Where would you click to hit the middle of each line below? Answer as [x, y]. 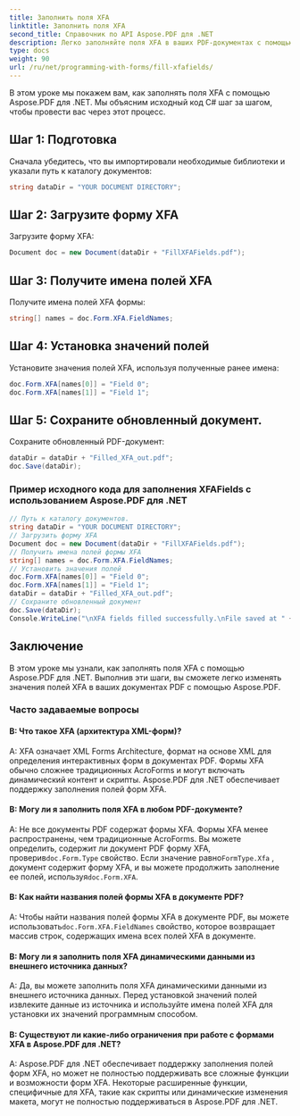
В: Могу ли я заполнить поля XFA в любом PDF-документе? [126, 810]
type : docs [29, 51]
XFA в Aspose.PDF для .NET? [65, 1044]
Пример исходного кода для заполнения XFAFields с [130, 489]
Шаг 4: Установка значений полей [109, 346]
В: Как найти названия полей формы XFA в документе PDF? [126, 897]
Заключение [46, 647]
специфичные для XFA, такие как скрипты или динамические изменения [149, 1092]
